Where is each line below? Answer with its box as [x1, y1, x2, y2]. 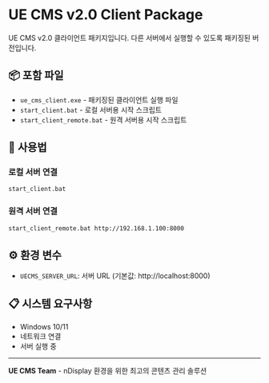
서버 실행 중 [19, 341, 58, 351]
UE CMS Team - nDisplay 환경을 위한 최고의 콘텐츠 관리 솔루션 [8, 366, 207, 376]
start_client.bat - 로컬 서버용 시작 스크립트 [19, 105, 163, 114]
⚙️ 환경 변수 [8, 248, 62, 261]
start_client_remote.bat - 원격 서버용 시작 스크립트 [19, 114, 187, 125]
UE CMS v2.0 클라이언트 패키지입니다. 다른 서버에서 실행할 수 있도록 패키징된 [8, 33, 251, 42]
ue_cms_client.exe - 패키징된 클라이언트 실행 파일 [19, 94, 179, 105]
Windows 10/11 [19, 322, 69, 332]
